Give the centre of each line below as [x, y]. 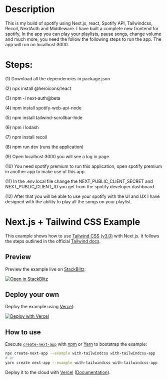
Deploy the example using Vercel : [40, 307]
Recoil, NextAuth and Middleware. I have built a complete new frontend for [82, 28]
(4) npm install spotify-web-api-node [43, 108]
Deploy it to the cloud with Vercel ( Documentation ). [58, 372]
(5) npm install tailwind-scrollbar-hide [44, 117]
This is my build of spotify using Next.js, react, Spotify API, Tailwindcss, [79, 23]
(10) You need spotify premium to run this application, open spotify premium [84, 166]
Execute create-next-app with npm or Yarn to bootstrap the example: [76, 344]
